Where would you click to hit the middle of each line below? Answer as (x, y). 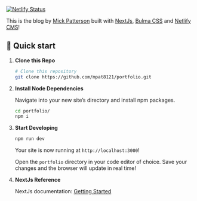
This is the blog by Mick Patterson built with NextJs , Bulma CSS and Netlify (98, 21)
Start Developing (36, 128)
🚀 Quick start (31, 46)
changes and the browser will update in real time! (75, 168)
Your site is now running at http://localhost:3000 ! (77, 150)
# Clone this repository (46, 71)
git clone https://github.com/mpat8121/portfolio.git (83, 77)
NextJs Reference (38, 180)
